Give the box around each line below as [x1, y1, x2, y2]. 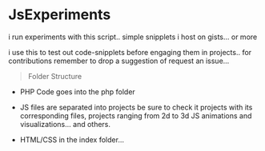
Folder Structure [27, 71, 82, 81]
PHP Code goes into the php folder [19, 86, 136, 97]
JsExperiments [8, 6, 111, 24]
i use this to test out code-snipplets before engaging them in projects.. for [8, 47, 252, 57]
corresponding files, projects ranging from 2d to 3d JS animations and [19, 110, 252, 121]
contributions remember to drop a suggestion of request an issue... [8, 56, 230, 66]
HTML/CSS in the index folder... [19, 134, 124, 145]
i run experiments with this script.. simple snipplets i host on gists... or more [8, 32, 258, 42]
